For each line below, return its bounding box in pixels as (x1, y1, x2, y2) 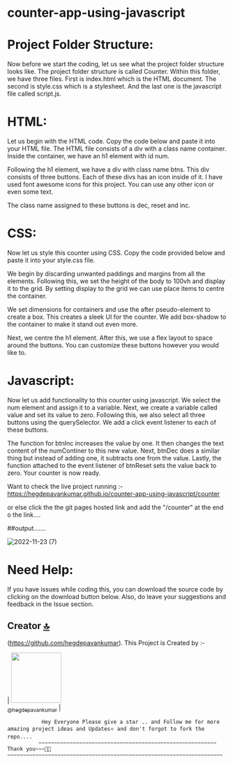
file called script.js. (7, 89, 61, 98)
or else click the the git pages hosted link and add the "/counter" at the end (7, 503, 224, 511)
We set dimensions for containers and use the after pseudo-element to (7, 305, 211, 313)
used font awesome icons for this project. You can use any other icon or (7, 180, 215, 189)
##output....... (7, 524, 47, 532)
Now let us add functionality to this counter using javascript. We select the (7, 395, 221, 404)
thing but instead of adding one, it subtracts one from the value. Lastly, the (7, 453, 222, 462)
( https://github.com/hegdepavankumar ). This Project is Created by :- (7, 638, 205, 647)
